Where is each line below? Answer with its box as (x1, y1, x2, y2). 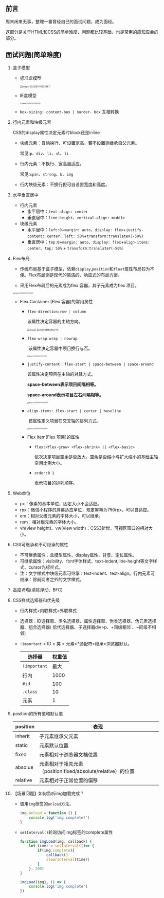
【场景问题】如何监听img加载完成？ (12, 790, 85, 796)
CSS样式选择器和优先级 (12, 597, 60, 603)
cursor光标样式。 (28, 564, 63, 570)
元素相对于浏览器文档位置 (39, 751, 98, 758)
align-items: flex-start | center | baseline (27, 408, 121, 413)
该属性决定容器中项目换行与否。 (28, 345, 93, 351)
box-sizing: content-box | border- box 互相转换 (19, 109, 119, 114)
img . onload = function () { (19, 810, 77, 815)
